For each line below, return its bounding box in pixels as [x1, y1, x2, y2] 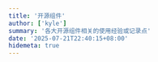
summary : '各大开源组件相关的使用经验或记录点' [8, 27, 152, 35]
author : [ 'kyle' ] [8, 19, 67, 27]
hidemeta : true [8, 42, 60, 50]
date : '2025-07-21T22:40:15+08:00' [8, 34, 129, 43]
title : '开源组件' [8, 11, 66, 20]
